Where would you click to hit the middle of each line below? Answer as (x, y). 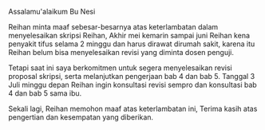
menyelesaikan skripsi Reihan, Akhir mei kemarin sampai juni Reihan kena (129, 35)
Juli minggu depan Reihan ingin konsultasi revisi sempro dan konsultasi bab (132, 85)
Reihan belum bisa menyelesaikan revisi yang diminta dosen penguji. (121, 52)
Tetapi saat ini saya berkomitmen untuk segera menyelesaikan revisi (121, 68)
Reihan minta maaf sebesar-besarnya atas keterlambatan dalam (113, 27)
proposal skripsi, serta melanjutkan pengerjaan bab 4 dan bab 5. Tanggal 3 (132, 76)
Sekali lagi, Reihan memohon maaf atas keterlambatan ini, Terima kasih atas (133, 108)
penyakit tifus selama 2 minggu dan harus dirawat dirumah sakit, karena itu (132, 44)
